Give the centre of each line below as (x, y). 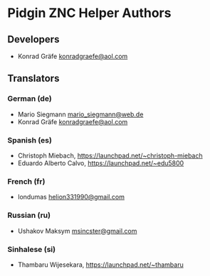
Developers (33, 39)
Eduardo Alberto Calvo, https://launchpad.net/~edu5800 (101, 163)
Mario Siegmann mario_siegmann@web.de (80, 114)
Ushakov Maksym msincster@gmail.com (77, 231)
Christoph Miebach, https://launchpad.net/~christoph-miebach (110, 155)
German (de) (30, 99)
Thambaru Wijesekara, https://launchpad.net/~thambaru (100, 265)
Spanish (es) (30, 140)
